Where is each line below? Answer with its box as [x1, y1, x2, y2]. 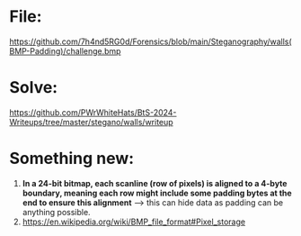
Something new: [9, 149, 135, 168]
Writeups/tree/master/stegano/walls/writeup [9, 116, 173, 127]
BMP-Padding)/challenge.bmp [9, 45, 121, 56]
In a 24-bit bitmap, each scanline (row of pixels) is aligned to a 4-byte [22, 177, 288, 188]
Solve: [9, 77, 58, 98]
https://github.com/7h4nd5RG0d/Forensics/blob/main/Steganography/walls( [9, 36, 292, 47]
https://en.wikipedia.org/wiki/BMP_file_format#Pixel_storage [22, 216, 245, 227]
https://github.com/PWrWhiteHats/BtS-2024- [9, 106, 177, 118]
